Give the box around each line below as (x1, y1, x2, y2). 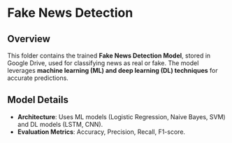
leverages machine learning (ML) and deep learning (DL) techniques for (7, 67, 218, 74)
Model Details (7, 94, 68, 106)
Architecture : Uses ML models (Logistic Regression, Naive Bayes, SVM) (17, 112, 226, 121)
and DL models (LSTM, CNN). (17, 120, 103, 128)
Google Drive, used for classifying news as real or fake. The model (7, 59, 199, 67)
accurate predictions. (7, 74, 68, 82)
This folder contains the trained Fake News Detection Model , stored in (7, 51, 211, 60)
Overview (7, 33, 51, 45)
